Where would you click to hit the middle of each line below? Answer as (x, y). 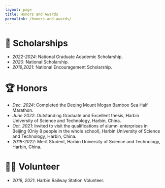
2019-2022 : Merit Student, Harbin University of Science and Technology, (86, 142)
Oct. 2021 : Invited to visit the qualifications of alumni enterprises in (80, 126)
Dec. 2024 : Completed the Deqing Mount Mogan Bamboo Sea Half (80, 105)
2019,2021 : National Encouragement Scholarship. (62, 67)
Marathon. (23, 110)
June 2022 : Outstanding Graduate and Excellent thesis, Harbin (76, 116)
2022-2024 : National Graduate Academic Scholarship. (67, 57)
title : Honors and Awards (32, 14)
